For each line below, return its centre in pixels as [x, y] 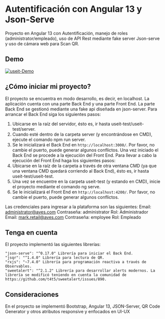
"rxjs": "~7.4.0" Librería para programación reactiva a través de [76, 262]
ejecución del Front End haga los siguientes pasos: [64, 160]
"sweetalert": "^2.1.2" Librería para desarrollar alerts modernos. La [80, 271]
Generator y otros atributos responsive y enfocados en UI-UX [67, 312]
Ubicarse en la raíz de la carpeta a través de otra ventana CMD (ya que [84, 166]
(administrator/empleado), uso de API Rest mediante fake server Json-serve [82, 38]
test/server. [24, 129]
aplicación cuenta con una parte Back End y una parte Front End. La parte [80, 104]
